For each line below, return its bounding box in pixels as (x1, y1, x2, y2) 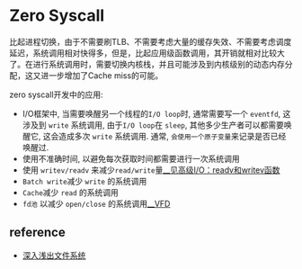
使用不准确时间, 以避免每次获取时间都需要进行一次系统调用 (22, 153, 240, 164)
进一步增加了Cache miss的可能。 (40, 69, 164, 81)
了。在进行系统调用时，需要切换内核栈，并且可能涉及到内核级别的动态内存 (9, 58, 285, 69)
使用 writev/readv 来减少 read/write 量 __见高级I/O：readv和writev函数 (22, 164, 280, 175)
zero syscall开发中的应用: (9, 89, 103, 100)
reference (9, 225, 66, 240)
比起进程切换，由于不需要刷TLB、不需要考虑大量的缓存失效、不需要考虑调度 (9, 36, 292, 47)
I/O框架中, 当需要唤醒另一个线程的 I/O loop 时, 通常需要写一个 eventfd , (22, 108, 281, 119)
